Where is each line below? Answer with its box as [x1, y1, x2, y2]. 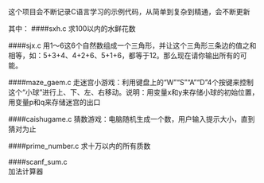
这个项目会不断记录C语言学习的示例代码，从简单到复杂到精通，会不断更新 [8, 7, 250, 16]
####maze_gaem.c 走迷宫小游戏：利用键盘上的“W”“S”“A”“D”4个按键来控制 [8, 78, 254, 87]
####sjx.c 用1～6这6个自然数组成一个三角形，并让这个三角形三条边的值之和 [8, 41, 257, 50]
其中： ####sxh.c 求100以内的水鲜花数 [8, 24, 137, 33]
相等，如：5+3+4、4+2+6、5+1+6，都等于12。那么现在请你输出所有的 [8, 51, 241, 60]
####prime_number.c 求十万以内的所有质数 [8, 142, 151, 150]
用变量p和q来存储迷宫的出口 [8, 98, 101, 107]
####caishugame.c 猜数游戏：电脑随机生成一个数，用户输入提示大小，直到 [8, 115, 255, 123]
